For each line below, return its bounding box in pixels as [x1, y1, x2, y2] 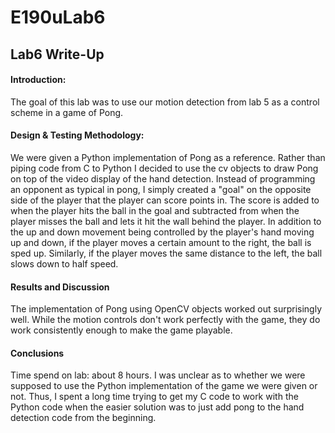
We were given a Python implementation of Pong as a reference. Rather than [10, 151, 326, 163]
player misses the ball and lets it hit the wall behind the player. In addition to [10, 215, 322, 227]
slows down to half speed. [10, 257, 119, 270]
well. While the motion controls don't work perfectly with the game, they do [10, 314, 321, 326]
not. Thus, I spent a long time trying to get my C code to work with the [10, 391, 299, 403]
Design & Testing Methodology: [10, 129, 145, 141]
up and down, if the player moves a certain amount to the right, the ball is [10, 236, 312, 248]
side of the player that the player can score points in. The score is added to [10, 194, 320, 206]
